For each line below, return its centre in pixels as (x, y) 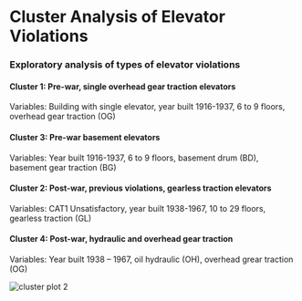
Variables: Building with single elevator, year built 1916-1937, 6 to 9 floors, (147, 107)
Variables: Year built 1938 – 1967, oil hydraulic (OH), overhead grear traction (151, 259)
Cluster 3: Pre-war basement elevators (85, 137)
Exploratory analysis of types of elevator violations (125, 65)
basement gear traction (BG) (63, 167)
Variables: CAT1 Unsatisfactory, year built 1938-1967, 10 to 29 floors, (138, 208)
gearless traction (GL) (51, 218)
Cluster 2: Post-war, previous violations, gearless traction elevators (141, 188)
